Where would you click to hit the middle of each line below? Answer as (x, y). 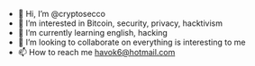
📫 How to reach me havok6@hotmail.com (96, 52)
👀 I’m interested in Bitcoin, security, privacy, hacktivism (120, 23)
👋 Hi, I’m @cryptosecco (62, 14)
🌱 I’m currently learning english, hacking (93, 33)
